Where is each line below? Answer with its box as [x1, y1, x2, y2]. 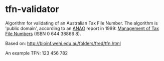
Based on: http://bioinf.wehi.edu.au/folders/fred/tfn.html [5, 40, 121, 46]
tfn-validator [5, 3, 59, 15]
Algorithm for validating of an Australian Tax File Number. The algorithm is [5, 20, 158, 26]
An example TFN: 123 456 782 [5, 50, 68, 56]
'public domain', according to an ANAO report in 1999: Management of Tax [5, 25, 159, 31]
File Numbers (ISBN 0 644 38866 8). [5, 30, 81, 36]
